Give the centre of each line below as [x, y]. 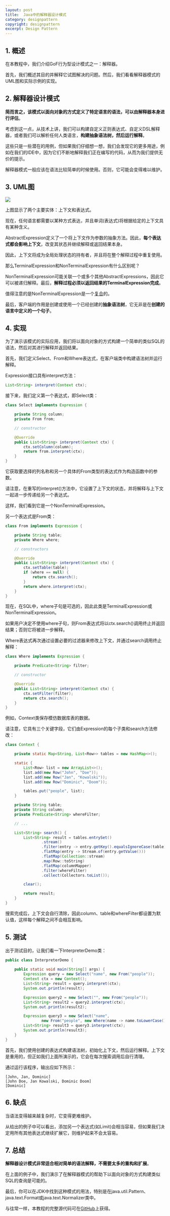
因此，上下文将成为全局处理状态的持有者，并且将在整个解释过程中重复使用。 [85, 255]
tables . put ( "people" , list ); [54, 791]
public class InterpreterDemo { [39, 960]
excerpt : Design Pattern [31, 29]
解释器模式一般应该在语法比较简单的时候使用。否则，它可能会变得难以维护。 [85, 169]
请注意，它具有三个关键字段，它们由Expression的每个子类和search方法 [79, 729]
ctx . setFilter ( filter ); [48, 694]
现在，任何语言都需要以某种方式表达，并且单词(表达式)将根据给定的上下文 [82, 220]
